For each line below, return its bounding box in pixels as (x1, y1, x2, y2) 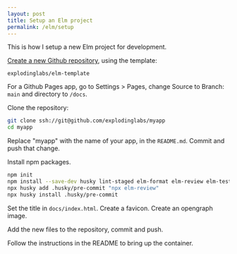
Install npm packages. (7, 158, 71, 167)
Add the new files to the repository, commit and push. (7, 225, 164, 234)
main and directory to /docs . (7, 90, 88, 99)
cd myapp (7, 124, 33, 131)
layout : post (7, 10, 46, 18)
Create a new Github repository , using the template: (7, 56, 157, 65)
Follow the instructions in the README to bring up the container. (7, 238, 194, 247)
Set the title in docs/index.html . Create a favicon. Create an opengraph (7, 204, 213, 212)
